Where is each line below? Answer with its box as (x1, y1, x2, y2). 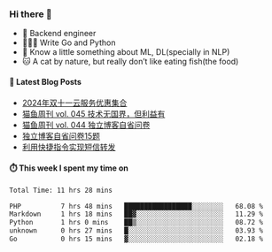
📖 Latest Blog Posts (9, 76, 82, 87)
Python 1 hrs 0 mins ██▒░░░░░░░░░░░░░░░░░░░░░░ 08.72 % (9, 218, 264, 227)
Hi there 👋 (9, 8, 53, 20)
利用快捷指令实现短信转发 (21, 141, 116, 152)
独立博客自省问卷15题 (21, 130, 100, 141)
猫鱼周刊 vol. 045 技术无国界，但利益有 (21, 108, 166, 118)
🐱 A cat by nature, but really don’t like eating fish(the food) (21, 57, 239, 67)
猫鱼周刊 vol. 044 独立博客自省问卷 (21, 119, 151, 130)
